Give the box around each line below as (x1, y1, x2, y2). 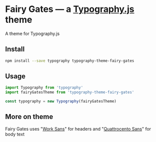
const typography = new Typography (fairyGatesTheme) (5, 99, 117, 104)
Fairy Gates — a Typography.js (5, 3, 135, 15)
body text (5, 131, 25, 137)
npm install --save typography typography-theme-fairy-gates (5, 58, 135, 63)
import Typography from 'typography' (5, 85, 83, 90)
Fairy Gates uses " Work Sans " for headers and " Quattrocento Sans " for (5, 126, 152, 132)
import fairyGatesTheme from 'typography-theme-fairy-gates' (5, 90, 135, 95)
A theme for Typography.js (5, 30, 60, 36)
